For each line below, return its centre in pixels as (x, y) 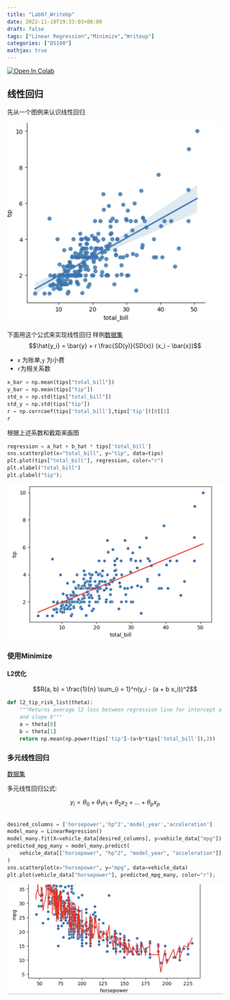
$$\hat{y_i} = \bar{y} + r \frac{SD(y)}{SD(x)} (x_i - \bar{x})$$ (115, 346)
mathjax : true (27, 51)
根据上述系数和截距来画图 (43, 432)
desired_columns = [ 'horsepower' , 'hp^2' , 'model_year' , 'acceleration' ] (110, 824)
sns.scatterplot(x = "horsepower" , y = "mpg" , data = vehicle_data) (98, 867)
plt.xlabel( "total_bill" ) (44, 468)
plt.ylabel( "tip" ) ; (35, 475)
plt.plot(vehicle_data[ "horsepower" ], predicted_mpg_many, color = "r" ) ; (111, 875)
